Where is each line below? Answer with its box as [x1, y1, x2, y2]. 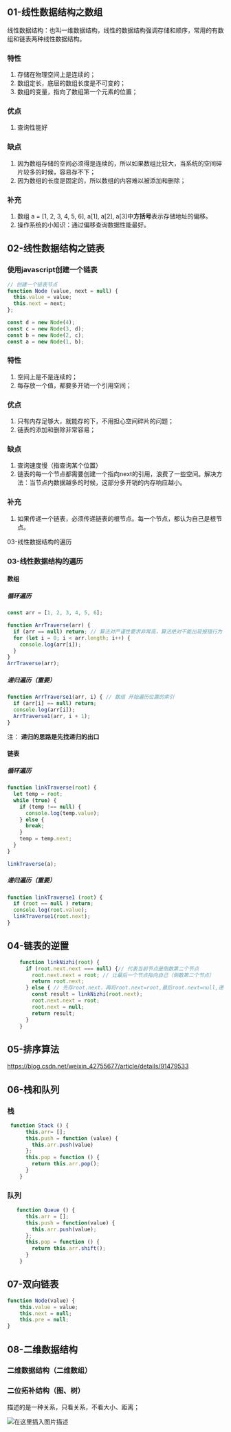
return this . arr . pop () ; [32, 1161, 100, 1167]
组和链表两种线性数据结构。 [7, 34, 86, 43]
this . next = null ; [19, 1310, 72, 1317]
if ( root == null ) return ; [13, 900, 94, 907]
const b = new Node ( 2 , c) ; [7, 332, 85, 339]
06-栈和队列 [7, 1084, 60, 1095]
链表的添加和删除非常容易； [16, 425, 96, 434]
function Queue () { [16, 1207, 76, 1214]
